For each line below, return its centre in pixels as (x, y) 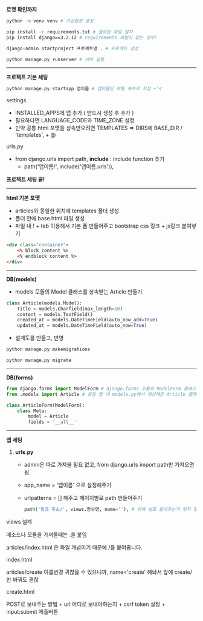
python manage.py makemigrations (48, 350)
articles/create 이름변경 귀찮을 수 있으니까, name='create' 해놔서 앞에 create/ (99, 572)
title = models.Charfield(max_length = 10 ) (70, 309)
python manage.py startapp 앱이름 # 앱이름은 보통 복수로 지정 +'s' (85, 89)
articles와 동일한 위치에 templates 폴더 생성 (67, 211)
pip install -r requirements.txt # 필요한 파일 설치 (69, 32)
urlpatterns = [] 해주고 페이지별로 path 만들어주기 (83, 498)
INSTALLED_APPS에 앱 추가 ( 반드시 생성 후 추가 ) (74, 113)
